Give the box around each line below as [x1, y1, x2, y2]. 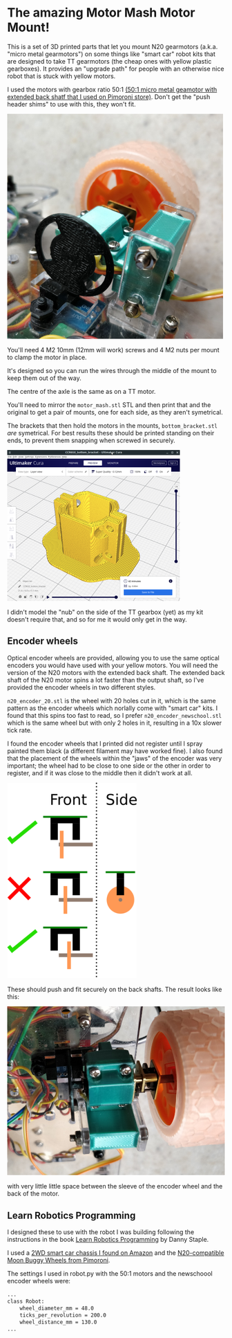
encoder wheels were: [7, 1277, 71, 1285]
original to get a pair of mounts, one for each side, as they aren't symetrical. [7, 408, 223, 417]
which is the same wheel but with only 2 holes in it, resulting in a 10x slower [7, 718, 222, 727]
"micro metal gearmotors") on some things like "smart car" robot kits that [7, 50, 216, 58]
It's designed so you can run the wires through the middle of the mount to [7, 367, 217, 375]
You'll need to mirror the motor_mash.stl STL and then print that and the [7, 401, 211, 409]
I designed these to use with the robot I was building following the [7, 1228, 195, 1236]
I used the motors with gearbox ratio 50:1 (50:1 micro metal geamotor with [7, 85, 217, 93]
